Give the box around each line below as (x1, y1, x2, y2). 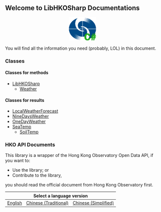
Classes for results (5, 97, 45, 103)
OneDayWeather (12, 119, 46, 124)
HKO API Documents (5, 141, 55, 148)
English (7, 200, 22, 206)
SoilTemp (19, 129, 39, 135)
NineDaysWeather (12, 113, 49, 120)
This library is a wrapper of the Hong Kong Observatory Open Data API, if (5, 152, 154, 158)
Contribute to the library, (12, 172, 62, 179)
